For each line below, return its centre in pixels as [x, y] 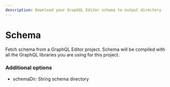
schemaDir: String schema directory [51, 79]
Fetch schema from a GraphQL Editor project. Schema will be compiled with [85, 49]
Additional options [29, 68]
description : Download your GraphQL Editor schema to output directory [83, 10]
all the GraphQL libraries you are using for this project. [62, 54]
